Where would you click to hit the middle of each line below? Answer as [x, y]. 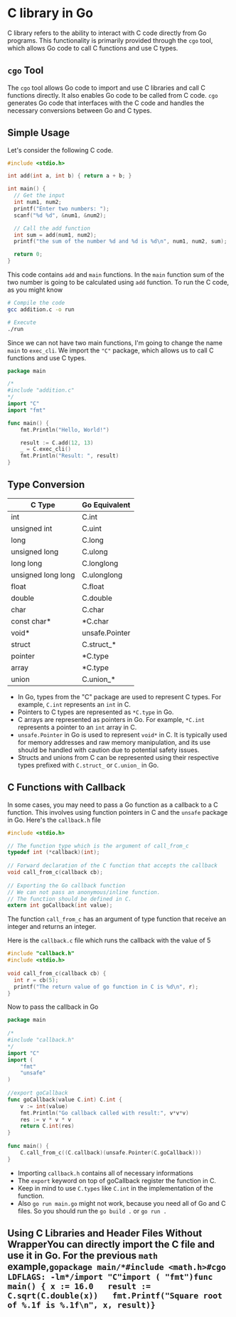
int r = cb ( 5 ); [36, 980]
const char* [31, 621]
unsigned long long [43, 574]
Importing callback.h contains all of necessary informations [105, 1173]
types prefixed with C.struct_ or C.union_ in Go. [88, 765]
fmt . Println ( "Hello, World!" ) [65, 429]
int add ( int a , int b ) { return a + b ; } [70, 176]
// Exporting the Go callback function [66, 885]
